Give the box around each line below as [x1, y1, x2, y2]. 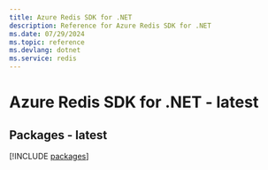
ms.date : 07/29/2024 [9, 29, 86, 38]
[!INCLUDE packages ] [9, 151, 89, 161]
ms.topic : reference [9, 37, 86, 47]
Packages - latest [9, 127, 108, 143]
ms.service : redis [9, 54, 77, 63]
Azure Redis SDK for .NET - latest [9, 92, 259, 112]
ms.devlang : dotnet [9, 46, 81, 55]
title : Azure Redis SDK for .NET [9, 12, 133, 22]
